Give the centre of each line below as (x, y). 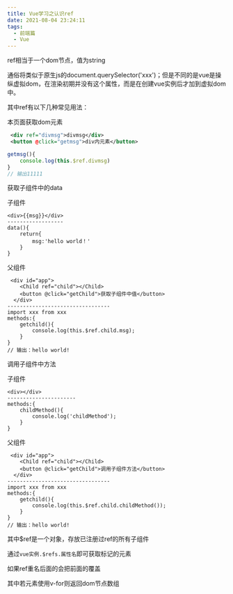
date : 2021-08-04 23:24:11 (46, 20)
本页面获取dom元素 (35, 122)
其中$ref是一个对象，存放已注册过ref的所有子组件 (78, 539)
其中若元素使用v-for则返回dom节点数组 (63, 584)
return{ (31, 234)
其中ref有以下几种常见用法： (48, 107)
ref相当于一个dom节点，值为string (56, 61)
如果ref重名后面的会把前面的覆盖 (54, 569)
